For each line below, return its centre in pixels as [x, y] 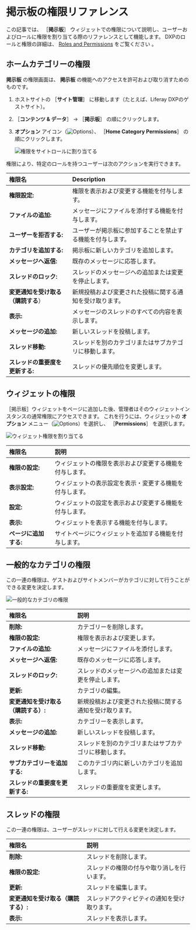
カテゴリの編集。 [101, 690]
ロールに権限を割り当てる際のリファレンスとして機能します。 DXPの [98, 36]
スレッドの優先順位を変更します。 [118, 367]
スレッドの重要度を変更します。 [121, 787]
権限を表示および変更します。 [118, 638]
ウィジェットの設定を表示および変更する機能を [119, 502]
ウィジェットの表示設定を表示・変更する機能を [119, 483]
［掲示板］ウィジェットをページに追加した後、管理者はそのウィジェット [93, 409]
